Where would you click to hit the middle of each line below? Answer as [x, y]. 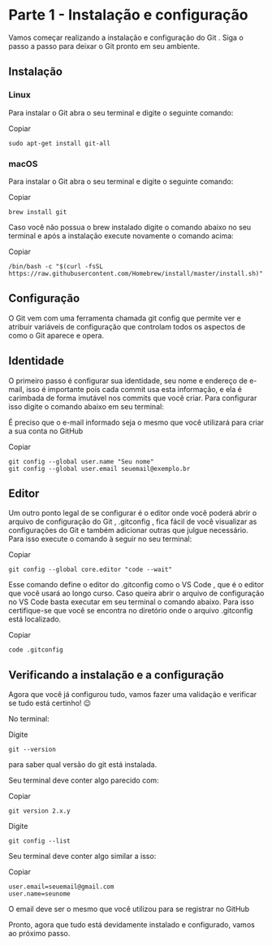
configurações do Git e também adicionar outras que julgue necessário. [129, 530]
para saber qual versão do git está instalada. [83, 765]
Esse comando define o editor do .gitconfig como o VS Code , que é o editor [136, 585]
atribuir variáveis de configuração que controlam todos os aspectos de [127, 326]
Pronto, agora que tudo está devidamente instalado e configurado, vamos [132, 925]
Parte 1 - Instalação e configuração [128, 15]
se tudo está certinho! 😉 [50, 703]
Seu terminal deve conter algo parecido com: [84, 780]
